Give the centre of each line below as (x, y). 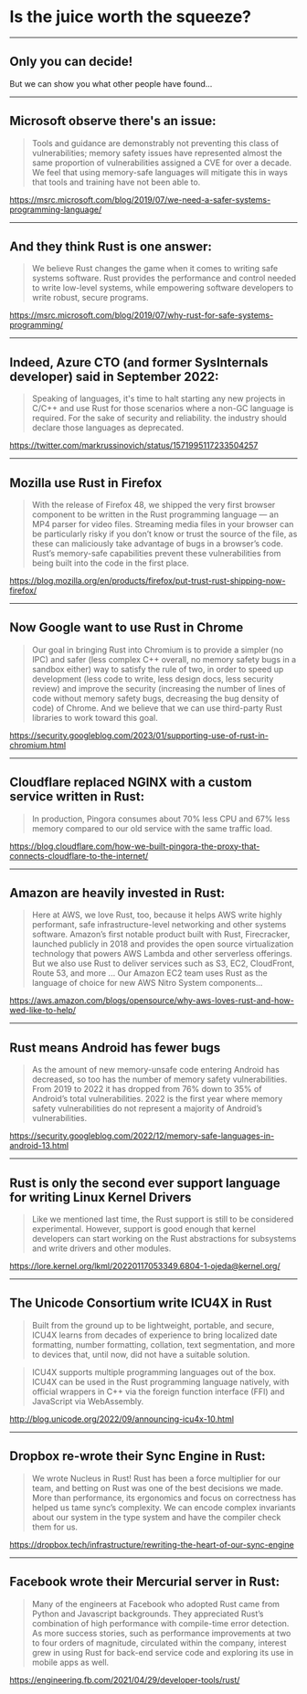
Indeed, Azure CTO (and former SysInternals (139, 362)
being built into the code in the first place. (110, 563)
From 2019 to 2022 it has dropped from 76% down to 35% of (147, 1089)
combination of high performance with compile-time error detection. (160, 1623)
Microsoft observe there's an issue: (113, 121)
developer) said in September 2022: (114, 376)
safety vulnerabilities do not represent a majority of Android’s (147, 1108)
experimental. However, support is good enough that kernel (143, 1229)
